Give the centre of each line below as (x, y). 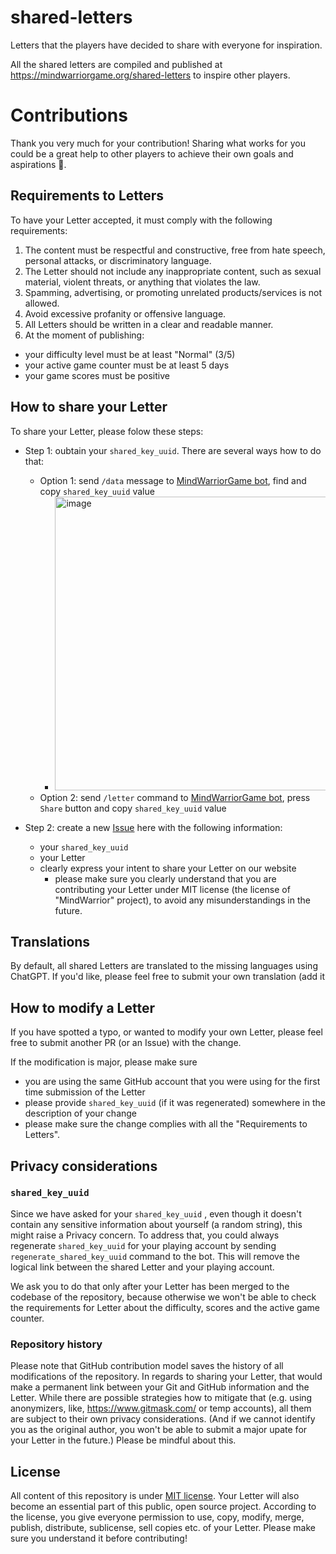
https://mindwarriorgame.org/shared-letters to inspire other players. (150, 75)
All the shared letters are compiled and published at (116, 64)
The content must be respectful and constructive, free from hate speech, (175, 250)
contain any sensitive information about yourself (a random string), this (156, 1224)
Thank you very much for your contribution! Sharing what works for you (158, 143)
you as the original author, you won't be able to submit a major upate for (159, 1430)
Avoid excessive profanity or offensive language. (125, 313)
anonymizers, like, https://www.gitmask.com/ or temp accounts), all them (161, 1408)
